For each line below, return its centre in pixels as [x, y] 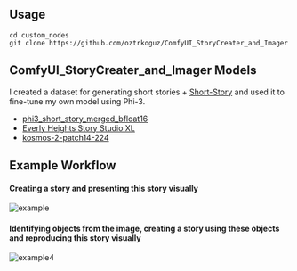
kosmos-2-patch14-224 [65, 137]
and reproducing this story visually [75, 238]
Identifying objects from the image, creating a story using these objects [144, 228]
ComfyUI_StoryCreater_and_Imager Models [133, 70]
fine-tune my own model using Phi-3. [77, 101]
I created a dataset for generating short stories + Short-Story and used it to [147, 92]
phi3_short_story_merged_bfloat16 [85, 119]
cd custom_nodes [39, 35]
